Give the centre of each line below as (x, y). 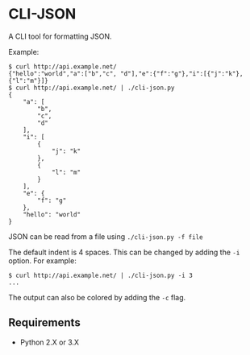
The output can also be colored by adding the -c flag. (97, 297)
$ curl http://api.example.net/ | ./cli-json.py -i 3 (101, 275)
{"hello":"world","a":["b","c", (62, 73)
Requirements (44, 323)
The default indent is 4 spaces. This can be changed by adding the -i (124, 252)
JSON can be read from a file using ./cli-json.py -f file (106, 236)
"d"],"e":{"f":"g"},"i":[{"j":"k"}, (181, 73)
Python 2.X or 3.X (49, 342)
